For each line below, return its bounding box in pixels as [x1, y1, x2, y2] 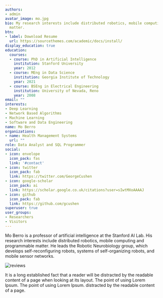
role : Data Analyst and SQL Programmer [5, 143, 86, 148]
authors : [5, 7, 23, 12]
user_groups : [5, 210, 32, 215]
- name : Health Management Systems [5, 133, 77, 138]
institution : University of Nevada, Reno [14, 88, 98, 93]
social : [5, 147, 21, 152]
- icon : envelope [5, 151, 40, 156]
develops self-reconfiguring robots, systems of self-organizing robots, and [5, 248, 155, 254]
